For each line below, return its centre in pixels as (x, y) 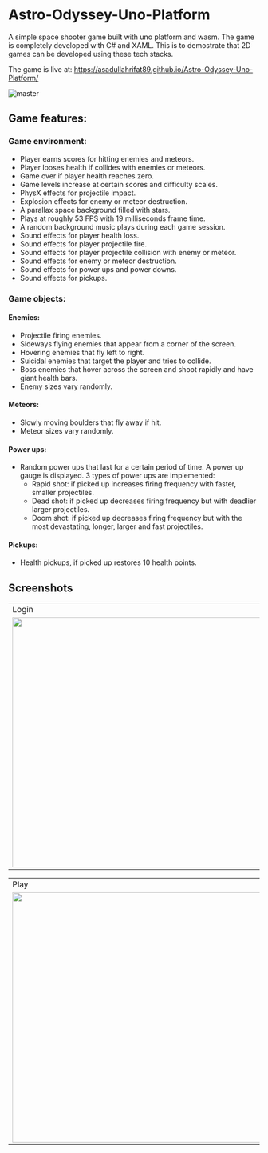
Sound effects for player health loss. (79, 235)
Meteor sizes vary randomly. (67, 430)
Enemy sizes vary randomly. (66, 386)
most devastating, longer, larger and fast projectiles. (117, 526)
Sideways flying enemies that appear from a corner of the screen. (128, 344)
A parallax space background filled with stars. (95, 210)
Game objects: (37, 298)
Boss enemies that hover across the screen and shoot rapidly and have (136, 369)
